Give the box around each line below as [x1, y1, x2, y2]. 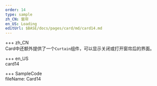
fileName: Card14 [5, 76, 41, 82]
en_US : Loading [5, 21, 37, 26]
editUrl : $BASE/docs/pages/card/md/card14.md [5, 26, 102, 31]
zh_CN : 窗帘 [5, 16, 29, 21]
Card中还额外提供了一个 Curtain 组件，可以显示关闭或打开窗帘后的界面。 [5, 45, 154, 51]
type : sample [5, 12, 33, 17]
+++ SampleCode [5, 70, 42, 76]
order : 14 [5, 7, 26, 12]
